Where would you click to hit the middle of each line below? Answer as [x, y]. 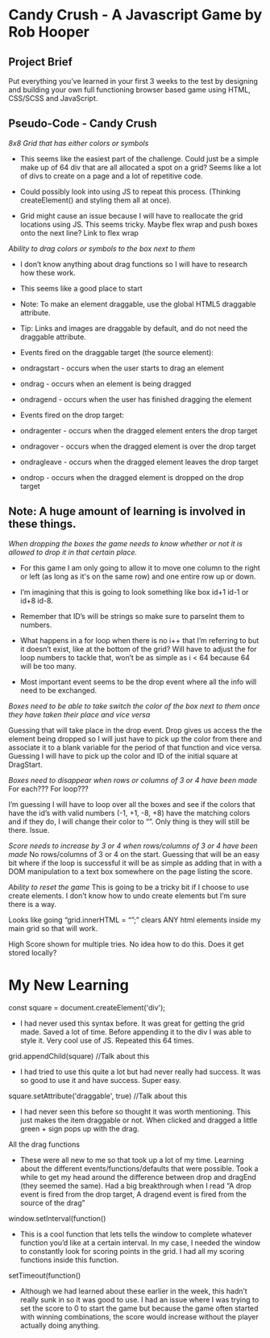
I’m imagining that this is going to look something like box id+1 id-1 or [134, 592]
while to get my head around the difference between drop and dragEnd [138, 1177]
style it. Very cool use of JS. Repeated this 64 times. [107, 1040]
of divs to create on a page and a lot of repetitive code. [111, 176]
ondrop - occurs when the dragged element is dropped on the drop [132, 477]
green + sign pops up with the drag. [79, 1128]
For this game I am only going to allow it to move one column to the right [140, 567]
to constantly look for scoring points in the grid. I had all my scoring [132, 1251]
